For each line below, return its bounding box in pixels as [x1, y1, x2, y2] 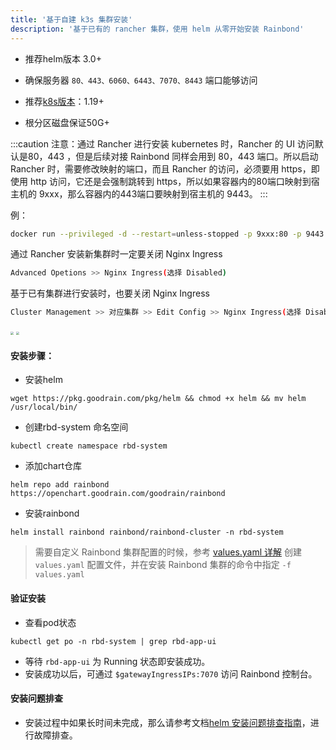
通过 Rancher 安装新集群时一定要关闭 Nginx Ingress [10, 248, 223, 260]
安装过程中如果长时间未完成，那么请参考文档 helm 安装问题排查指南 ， [24, 716, 311, 728]
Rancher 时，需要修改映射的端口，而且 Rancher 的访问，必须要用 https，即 [10, 162, 320, 175]
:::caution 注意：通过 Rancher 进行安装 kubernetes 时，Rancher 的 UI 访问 [10, 137, 315, 150]
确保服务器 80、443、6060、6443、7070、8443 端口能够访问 [24, 74, 258, 86]
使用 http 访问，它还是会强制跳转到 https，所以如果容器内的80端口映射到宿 [10, 175, 320, 187]
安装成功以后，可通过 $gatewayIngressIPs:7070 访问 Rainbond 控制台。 [24, 667, 318, 680]
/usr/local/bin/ [10, 402, 78, 413]
